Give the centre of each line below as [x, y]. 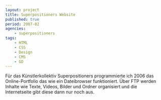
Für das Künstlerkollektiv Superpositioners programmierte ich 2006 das [79, 76]
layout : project [22, 10]
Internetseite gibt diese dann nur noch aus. [50, 92]
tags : [11, 38]
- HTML [21, 43]
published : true [22, 19]
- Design [23, 52]
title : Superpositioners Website [40, 15]
